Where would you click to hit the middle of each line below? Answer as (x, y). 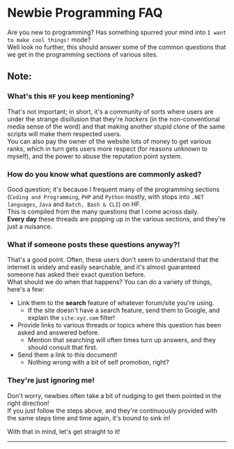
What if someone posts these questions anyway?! (94, 244)
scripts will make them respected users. (64, 133)
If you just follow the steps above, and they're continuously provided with (112, 411)
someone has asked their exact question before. (77, 274)
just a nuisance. (30, 226)
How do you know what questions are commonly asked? (104, 174)
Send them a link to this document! (67, 355)
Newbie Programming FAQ (85, 13)
